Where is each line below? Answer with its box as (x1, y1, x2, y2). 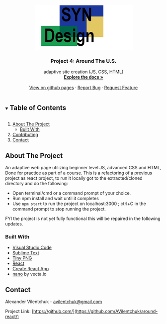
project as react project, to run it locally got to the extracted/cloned (5, 175, 143, 181)
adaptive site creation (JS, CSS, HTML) (43, 69, 124, 75)
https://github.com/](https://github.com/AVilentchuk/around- (33, 309, 158, 315)
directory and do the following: (5, 180, 68, 186)
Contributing (12, 132, 38, 138)
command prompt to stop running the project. (12, 206, 106, 212)
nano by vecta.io (12, 271, 47, 277)
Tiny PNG (12, 255, 32, 261)
